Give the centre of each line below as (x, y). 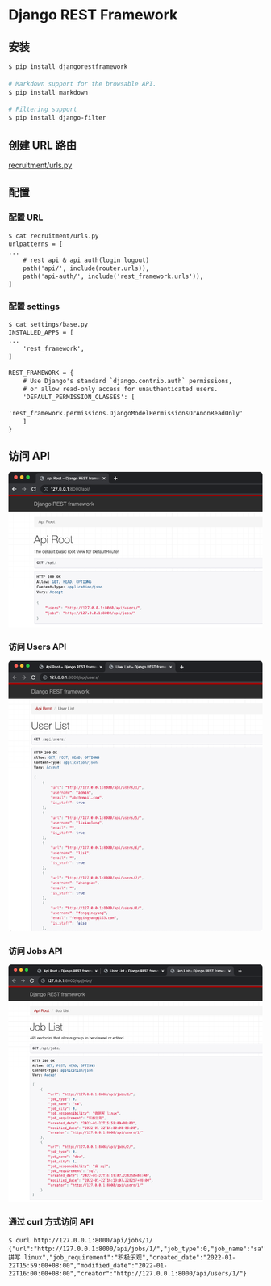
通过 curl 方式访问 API (51, 1222)
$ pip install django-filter (57, 118)
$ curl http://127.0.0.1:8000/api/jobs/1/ (81, 1240)
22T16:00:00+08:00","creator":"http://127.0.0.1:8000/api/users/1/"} (128, 1273)
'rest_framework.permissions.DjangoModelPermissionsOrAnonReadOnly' (126, 413)
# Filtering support (43, 110)
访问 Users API (38, 647)
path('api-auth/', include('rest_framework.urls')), (113, 276)
